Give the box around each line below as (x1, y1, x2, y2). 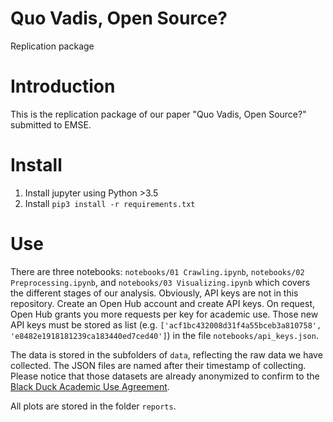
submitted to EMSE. (10, 118, 92, 131)
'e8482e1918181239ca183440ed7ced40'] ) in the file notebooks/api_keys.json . (10, 329, 319, 341)
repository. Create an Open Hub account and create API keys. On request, (10, 297, 315, 309)
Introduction (10, 75, 116, 98)
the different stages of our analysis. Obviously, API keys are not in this (10, 287, 299, 299)
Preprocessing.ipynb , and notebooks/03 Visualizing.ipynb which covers (10, 276, 311, 288)
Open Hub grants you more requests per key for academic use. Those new (10, 308, 319, 320)
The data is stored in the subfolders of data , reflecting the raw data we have (10, 348, 323, 361)
